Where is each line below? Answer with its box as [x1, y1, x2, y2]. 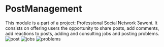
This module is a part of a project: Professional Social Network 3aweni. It [5, 20, 158, 26]
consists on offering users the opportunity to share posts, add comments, [5, 25, 159, 31]
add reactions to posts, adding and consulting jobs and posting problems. [5, 30, 159, 36]
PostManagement [5, 3, 82, 15]
